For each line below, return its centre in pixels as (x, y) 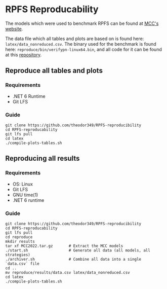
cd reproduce (19, 237)
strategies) (18, 255)
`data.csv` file (22, 264)
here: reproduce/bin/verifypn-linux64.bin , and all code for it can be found (83, 49)
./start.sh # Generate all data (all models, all (78, 250)
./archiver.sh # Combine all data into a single (73, 259)
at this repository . (24, 55)
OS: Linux (23, 184)
